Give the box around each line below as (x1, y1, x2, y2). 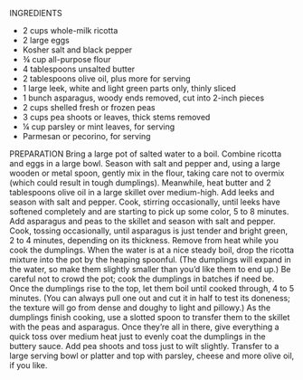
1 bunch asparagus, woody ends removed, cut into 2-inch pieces (22, 92, 265, 103)
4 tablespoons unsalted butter (22, 63, 136, 74)
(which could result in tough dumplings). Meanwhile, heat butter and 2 (9, 177, 271, 188)
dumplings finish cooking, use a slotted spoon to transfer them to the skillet (9, 312, 290, 322)
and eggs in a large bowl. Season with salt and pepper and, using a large (9, 158, 280, 168)
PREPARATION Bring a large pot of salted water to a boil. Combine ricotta (9, 148, 282, 159)
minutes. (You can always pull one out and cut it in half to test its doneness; (9, 293, 291, 303)
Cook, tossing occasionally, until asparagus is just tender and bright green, (9, 225, 288, 236)
